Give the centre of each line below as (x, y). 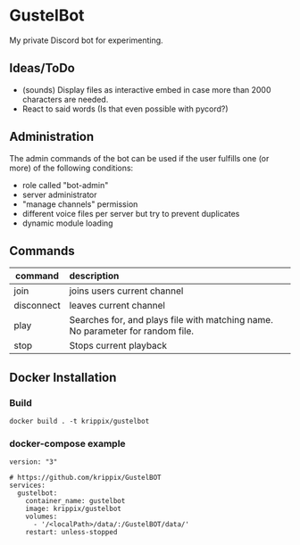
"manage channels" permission (80, 204)
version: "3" (33, 462)
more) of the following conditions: (71, 168)
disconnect (37, 306)
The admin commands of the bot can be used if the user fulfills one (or (139, 158)
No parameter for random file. (132, 331)
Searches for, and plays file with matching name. (171, 320)
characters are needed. (65, 99)
